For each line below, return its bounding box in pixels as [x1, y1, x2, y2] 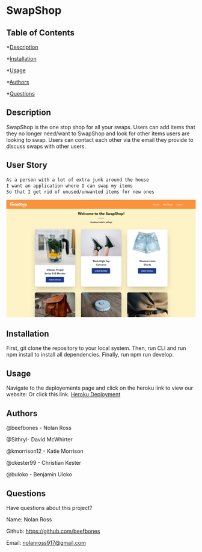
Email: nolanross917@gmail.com [6, 539, 86, 546]
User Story [6, 160, 47, 170]
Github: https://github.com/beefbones [6, 527, 100, 535]
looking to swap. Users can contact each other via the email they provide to [6, 136, 194, 143]
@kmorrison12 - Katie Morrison [6, 447, 84, 455]
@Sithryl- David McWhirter [6, 436, 73, 443]
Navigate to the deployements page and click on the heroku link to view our [6, 384, 194, 391]
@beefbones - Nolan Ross [6, 425, 72, 432]
